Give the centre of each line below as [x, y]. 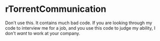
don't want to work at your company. [43, 33]
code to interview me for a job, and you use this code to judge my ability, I [80, 28]
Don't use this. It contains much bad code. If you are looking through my [79, 23]
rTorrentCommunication [56, 9]
